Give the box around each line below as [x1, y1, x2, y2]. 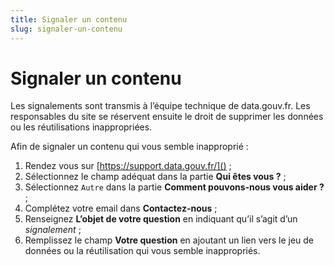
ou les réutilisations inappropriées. [10, 121, 153, 133]
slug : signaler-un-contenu [10, 24, 123, 34]
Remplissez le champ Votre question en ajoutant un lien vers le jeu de [24, 234, 314, 246]
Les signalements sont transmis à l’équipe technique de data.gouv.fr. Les [10, 100, 311, 112]
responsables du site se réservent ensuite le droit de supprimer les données [10, 111, 324, 123]
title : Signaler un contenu [10, 14, 128, 25]
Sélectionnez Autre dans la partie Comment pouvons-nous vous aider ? [24, 181, 325, 193]
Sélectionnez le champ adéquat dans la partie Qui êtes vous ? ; [24, 171, 287, 183]
